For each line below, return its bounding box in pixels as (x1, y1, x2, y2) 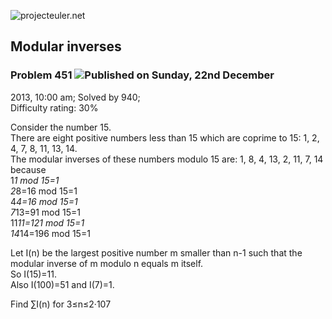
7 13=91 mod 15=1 (10, 206, 81, 218)
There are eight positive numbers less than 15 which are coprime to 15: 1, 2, (10, 131, 320, 144)
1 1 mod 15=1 (10, 174, 60, 186)
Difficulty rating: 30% (10, 101, 99, 114)
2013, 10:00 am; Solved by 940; (10, 91, 141, 103)
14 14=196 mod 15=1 (10, 227, 91, 239)
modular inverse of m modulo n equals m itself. (10, 257, 204, 269)
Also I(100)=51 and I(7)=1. (10, 278, 115, 290)
